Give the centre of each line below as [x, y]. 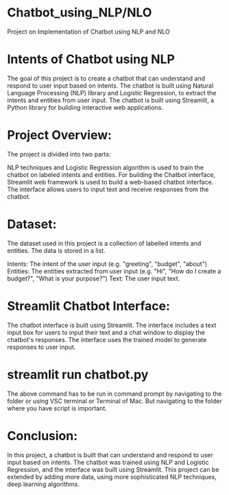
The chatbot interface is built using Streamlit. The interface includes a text [112, 325]
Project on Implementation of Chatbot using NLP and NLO [88, 32]
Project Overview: [59, 135]
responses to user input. [41, 347]
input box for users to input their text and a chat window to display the [106, 332]
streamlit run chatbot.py [78, 374]
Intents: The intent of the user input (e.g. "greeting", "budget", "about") [107, 264]
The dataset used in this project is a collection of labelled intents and [104, 243]
